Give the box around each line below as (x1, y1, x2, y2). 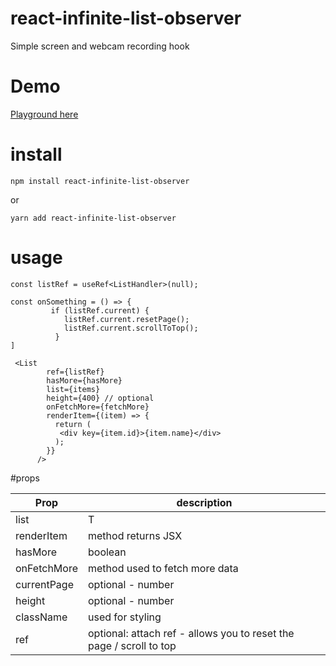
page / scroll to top (88, 638, 177, 652)
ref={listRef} (46, 367, 105, 377)
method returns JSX (88, 528, 183, 542)
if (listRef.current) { (50, 305, 150, 316)
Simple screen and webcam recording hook (10, 40, 190, 52)
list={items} (46, 384, 101, 394)
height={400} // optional (46, 393, 155, 403)
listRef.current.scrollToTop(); (63, 323, 199, 333)
